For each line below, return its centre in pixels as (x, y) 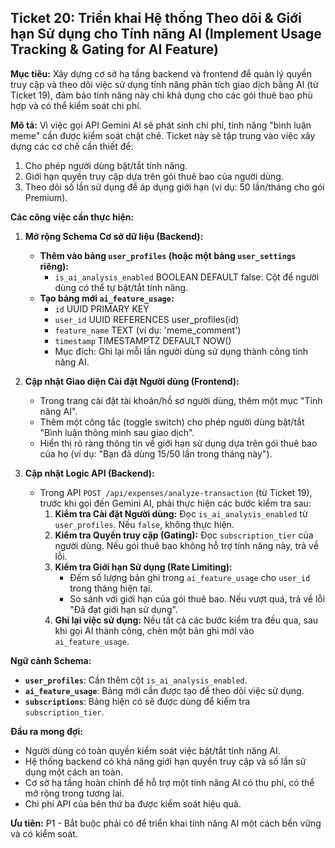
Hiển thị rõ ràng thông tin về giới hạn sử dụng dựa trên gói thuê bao (178, 443)
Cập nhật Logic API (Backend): (89, 473)
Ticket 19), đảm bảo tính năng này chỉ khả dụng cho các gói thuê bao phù (161, 95)
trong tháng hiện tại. (111, 588)
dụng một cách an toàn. (74, 772)
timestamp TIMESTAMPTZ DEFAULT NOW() (143, 340)
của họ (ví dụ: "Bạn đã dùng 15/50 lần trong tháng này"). (156, 453)
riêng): (54, 266)
